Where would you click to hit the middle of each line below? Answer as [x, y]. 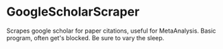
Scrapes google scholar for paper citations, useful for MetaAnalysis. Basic [111, 31]
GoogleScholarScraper [73, 12]
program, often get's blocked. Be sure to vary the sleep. [85, 37]
